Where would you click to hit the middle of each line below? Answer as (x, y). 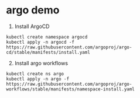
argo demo (33, 10)
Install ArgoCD (32, 26)
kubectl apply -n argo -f (37, 79)
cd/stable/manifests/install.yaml (48, 52)
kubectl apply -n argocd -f (40, 42)
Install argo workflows (41, 63)
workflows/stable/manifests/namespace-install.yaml (70, 89)
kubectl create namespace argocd (47, 37)
